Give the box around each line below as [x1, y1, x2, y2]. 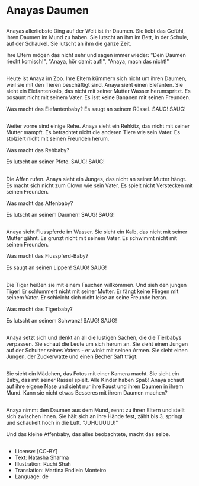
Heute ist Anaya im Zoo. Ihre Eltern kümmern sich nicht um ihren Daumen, [6, 75, 187, 82]
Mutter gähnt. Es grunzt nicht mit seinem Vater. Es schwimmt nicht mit [6, 235, 178, 242]
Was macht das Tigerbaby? [6, 305, 73, 313]
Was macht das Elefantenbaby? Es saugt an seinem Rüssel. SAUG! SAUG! [6, 105, 186, 112]
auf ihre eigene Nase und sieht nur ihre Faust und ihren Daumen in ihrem [6, 383, 184, 390]
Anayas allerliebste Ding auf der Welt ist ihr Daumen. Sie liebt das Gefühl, [6, 27, 185, 34]
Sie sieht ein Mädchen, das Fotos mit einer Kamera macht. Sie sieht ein [6, 370, 179, 377]
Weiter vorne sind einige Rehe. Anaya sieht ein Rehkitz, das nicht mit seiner [6, 122, 190, 130]
